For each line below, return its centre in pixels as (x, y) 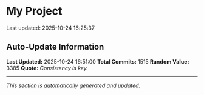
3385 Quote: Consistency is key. (47, 68)
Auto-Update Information (55, 47)
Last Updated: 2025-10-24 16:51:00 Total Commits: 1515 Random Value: (98, 61)
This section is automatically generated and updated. (73, 85)
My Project (34, 11)
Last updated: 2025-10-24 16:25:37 (51, 28)
